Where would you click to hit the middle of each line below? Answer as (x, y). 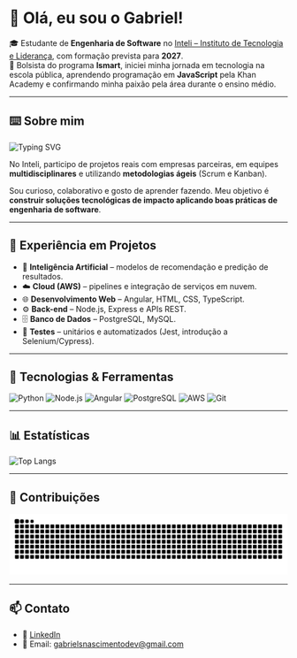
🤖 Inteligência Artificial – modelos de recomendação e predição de (145, 267)
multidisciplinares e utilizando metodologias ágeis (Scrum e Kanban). (138, 173)
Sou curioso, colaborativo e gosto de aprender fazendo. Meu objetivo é (139, 190)
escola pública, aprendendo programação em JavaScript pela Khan (133, 74)
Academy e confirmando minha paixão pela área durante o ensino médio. (143, 84)
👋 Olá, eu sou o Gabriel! (96, 18)
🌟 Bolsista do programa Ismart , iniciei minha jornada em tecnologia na (137, 65)
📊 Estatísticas (49, 436)
